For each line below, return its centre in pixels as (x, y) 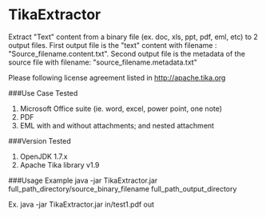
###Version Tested (40, 140)
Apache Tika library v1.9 (60, 164)
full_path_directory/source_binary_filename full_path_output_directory (123, 188)
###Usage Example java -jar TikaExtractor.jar (83, 180)
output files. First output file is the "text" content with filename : (113, 45)
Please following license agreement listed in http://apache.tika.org (117, 77)
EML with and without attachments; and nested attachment (117, 125)
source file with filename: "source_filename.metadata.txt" (103, 62)
